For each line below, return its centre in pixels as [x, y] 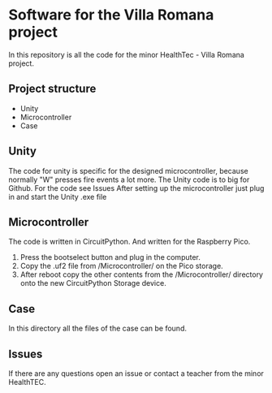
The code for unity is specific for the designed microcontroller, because [129, 171]
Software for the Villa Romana [111, 15]
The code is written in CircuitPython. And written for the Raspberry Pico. [130, 242]
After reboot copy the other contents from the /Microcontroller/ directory [142, 274]
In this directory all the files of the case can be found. [97, 328]
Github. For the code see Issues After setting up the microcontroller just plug [136, 188]
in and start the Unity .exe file [58, 196]
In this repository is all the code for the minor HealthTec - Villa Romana [127, 54]
